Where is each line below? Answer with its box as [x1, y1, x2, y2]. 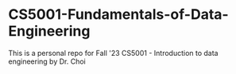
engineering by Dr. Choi [8, 57, 86, 66]
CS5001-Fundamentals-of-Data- [8, 6, 229, 24]
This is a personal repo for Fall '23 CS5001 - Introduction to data [8, 48, 219, 57]
